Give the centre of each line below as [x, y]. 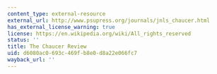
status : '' [23, 40]
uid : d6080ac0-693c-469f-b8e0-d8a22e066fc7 [72, 54]
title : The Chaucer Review [47, 47]
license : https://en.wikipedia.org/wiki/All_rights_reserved [99, 33]
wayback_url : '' [31, 60]
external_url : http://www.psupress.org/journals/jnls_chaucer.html [109, 20]
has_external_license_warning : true [61, 27]
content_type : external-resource [57, 14]
